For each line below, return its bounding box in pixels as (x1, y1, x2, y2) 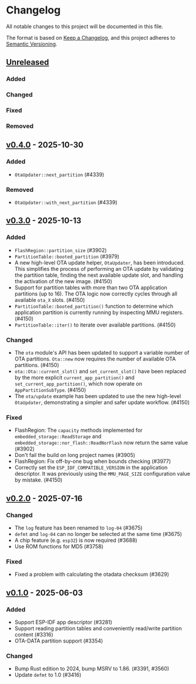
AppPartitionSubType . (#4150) (14, 386, 87, 393)
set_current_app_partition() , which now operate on (14, 380, 142, 387)
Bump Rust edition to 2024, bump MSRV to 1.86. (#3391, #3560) (14, 665, 170, 672)
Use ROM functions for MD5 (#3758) (14, 542, 104, 550)
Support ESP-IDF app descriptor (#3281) (14, 618, 112, 625)
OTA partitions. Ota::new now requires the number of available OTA (14, 355, 176, 362)
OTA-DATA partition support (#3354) (14, 637, 104, 644)
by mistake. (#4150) (14, 476, 63, 483)
